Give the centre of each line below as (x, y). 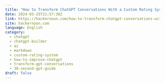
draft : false (18, 73)
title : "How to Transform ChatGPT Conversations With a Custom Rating (79, 10)
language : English (24, 28)
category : (15, 32)
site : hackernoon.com (27, 23)
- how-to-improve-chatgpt (36, 60)
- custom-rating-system (34, 55)
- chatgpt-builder (28, 41)
